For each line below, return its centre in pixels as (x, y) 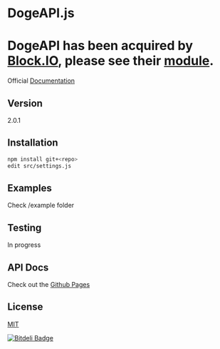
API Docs (28, 267)
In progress (24, 245)
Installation (33, 143)
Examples (30, 188)
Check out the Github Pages (49, 284)
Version (25, 103)
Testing (25, 227)
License (25, 307)
